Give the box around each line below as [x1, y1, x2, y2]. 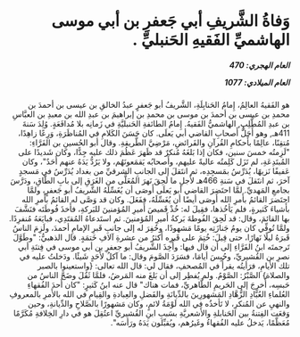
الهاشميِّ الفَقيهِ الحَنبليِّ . [132, 29, 290, 50]
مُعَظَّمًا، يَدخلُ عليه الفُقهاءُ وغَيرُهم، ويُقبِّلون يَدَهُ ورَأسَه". [110, 317, 290, 328]
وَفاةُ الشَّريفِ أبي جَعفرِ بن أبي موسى [51, 11, 290, 31]
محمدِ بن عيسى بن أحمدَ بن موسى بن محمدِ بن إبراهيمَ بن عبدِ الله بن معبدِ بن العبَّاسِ [12, 109, 290, 119]
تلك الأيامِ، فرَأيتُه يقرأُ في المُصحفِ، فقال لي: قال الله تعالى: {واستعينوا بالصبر [37, 260, 290, 271]
